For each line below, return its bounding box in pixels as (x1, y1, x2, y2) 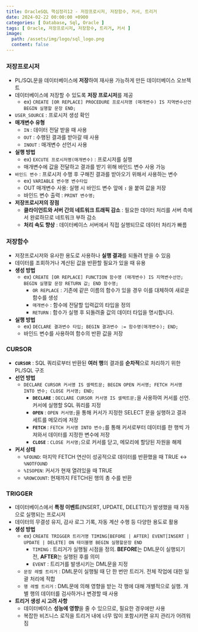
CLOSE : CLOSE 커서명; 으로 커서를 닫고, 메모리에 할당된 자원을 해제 (32, 438, 182, 445)
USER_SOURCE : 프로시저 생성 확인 (14, 112, 90, 119)
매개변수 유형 (14, 119, 46, 126)
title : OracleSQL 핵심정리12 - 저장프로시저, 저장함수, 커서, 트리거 (6, 8, 158, 15)
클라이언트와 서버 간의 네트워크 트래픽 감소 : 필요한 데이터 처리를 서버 (23, 206, 182, 213)
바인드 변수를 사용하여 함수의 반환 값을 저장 (23, 330, 123, 337)
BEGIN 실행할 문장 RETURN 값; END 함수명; (23, 281, 119, 287)
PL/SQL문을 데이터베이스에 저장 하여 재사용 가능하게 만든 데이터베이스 (14, 77, 176, 84)
